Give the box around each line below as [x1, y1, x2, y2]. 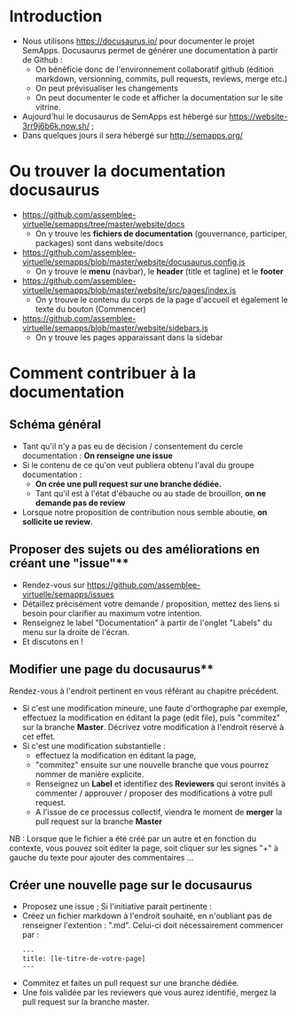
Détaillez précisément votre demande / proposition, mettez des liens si [21, 598, 280, 609]
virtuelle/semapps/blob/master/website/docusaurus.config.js [21, 256, 246, 267]
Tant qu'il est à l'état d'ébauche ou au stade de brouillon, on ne [35, 488, 267, 498]
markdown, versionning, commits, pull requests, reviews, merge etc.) [35, 73, 288, 83]
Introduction [9, 6, 103, 27]
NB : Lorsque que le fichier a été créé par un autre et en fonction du [9, 833, 257, 844]
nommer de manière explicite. [35, 768, 145, 779]
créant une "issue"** [9, 556, 129, 571]
